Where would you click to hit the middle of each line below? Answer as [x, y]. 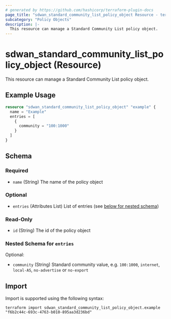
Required [17, 170]
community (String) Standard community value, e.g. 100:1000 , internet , [86, 265]
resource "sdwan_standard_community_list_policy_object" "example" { [81, 107]
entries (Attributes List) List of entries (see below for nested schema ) [86, 206]
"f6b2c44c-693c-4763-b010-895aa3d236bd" [49, 312]
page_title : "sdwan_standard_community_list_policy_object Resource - [82, 15]
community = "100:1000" [44, 126]
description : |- [22, 24]
